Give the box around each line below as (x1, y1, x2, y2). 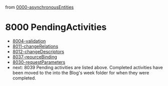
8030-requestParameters (12, 59, 66, 65)
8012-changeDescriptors (12, 48, 64, 54)
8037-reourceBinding (12, 54, 58, 60)
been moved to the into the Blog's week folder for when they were (12, 70, 149, 76)
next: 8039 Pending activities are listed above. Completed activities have (12, 64, 163, 70)
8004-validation (12, 38, 46, 44)
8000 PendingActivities (5, 22, 107, 33)
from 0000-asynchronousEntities (5, 4, 74, 10)
